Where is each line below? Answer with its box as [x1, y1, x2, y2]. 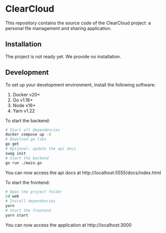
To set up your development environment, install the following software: [5, 82, 156, 88]
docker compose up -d [5, 132, 51, 137]
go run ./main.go [5, 160, 42, 165]
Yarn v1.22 [12, 108, 35, 114]
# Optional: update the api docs [5, 146, 76, 151]
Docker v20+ [12, 91, 41, 97]
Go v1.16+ [12, 97, 33, 103]
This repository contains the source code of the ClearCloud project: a [5, 20, 151, 26]
